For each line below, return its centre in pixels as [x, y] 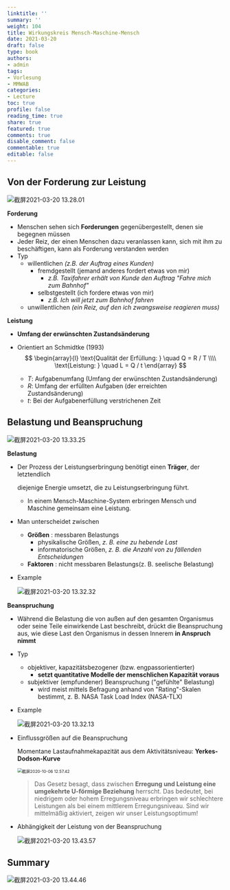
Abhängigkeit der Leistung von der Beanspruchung [89, 826]
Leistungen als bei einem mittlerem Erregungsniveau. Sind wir [122, 805]
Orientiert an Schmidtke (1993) [60, 347]
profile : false [29, 109]
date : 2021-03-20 [32, 39]
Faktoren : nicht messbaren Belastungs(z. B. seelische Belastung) [120, 564]
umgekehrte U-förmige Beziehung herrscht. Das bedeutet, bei [124, 791]
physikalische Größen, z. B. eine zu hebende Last [107, 542]
